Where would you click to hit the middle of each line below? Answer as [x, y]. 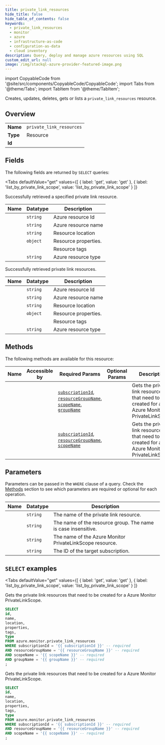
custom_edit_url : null [28, 60]
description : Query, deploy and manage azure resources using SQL [74, 55]
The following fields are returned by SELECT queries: [57, 172]
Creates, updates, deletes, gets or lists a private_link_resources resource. [81, 98]
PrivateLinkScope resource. [85, 543]
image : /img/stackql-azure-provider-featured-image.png [63, 64]
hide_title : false [24, 14]
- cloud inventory [28, 51]
